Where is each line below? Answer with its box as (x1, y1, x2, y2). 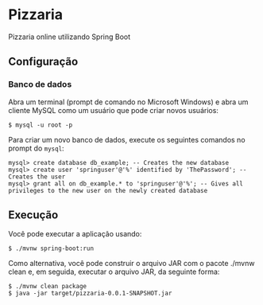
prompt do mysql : (8, 143, 65, 153)
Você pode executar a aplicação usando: (8, 229, 142, 239)
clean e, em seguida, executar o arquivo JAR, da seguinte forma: (8, 267, 220, 276)
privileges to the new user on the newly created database (8, 186, 208, 194)
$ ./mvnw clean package (8, 283, 87, 291)
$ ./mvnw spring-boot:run (8, 244, 94, 252)
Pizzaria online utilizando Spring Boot (8, 32, 131, 41)
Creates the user (8, 173, 66, 181)
